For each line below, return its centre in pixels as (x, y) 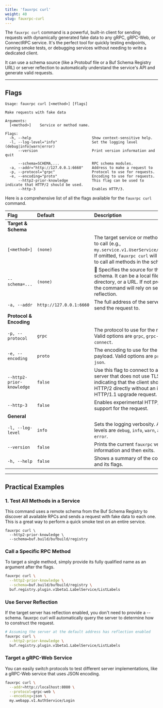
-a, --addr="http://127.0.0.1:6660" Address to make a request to (81, 168)
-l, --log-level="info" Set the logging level (73, 142)
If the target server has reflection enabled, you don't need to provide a (75, 612)
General (17, 417)
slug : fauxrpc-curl (25, 18)
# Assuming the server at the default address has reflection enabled (78, 632)
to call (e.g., (107, 244)
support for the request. (121, 408)
